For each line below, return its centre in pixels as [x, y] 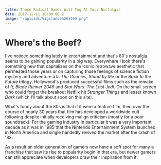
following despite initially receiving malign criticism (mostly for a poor [74, 117]
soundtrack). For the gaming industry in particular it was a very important [78, 122]
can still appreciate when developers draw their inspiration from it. [71, 157]
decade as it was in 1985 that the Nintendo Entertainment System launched [80, 127]
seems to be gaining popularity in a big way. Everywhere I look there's [75, 61]
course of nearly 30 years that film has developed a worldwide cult [72, 112]
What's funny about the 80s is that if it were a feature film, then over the [77, 107]
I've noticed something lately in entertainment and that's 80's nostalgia [76, 56]
